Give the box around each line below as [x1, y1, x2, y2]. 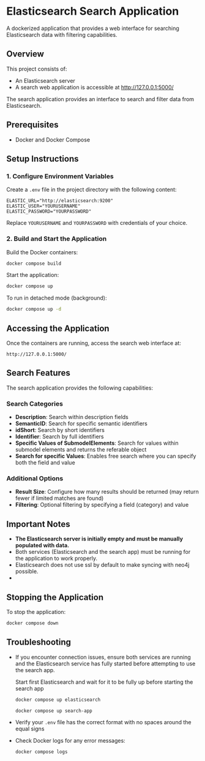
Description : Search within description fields [15, 414, 129, 421]
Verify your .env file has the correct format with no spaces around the [15, 719, 192, 726]
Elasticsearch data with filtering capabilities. [6, 31, 117, 38]
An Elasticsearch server [15, 77, 75, 84]
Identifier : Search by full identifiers [15, 433, 104, 441]
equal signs [15, 725, 45, 733]
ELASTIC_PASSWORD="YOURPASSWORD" [6, 208, 92, 215]
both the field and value [15, 459, 75, 466]
